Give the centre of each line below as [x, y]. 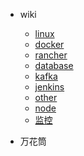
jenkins [49, 87]
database [54, 65]
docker [49, 44]
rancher [51, 55]
